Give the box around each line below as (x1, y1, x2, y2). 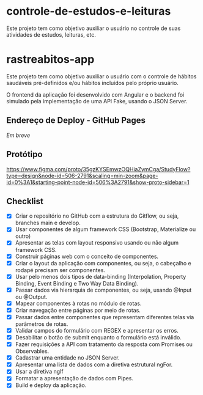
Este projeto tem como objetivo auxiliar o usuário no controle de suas (6, 24, 181, 32)
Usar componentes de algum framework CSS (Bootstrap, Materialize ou (15, 226, 196, 233)
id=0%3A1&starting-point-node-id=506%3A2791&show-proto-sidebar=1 (6, 179, 190, 186)
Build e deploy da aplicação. (15, 382, 87, 389)
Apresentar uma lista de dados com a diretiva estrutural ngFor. (15, 361, 173, 368)
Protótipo (6, 149, 43, 160)
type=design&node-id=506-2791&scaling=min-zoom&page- (6, 172, 158, 179)
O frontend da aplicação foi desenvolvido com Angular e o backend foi (6, 90, 185, 98)
